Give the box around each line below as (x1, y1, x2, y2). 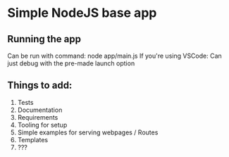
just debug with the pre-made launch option (7, 59, 135, 68)
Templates (17, 135, 48, 144)
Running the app (7, 33, 81, 45)
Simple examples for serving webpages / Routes (17, 128, 159, 137)
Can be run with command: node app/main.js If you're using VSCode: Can (7, 51, 222, 60)
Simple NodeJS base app (7, 5, 157, 21)
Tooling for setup (17, 120, 68, 129)
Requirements (17, 113, 58, 121)
